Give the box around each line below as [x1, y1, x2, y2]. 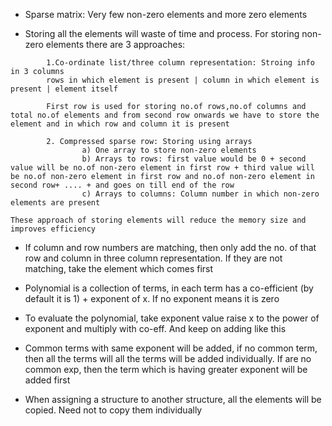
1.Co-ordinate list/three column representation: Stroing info [46, 58, 315, 68]
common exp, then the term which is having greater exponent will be [24, 364, 308, 375]
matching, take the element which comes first [24, 263, 214, 274]
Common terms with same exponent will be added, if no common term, [24, 342, 318, 354]
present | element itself [10, 84, 118, 94]
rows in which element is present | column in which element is [46, 75, 320, 85]
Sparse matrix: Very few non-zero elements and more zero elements [24, 9, 308, 20]
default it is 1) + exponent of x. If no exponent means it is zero [24, 293, 280, 304]
